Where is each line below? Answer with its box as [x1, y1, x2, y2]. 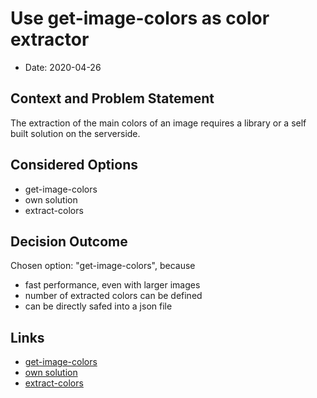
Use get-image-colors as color [10, 7, 270, 30]
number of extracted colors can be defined [24, 290, 203, 302]
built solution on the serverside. [10, 127, 141, 139]
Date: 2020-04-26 [24, 61, 102, 73]
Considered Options [10, 157, 138, 174]
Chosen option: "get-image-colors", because [10, 260, 196, 272]
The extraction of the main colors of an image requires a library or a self [10, 117, 307, 129]
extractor [10, 28, 90, 51]
